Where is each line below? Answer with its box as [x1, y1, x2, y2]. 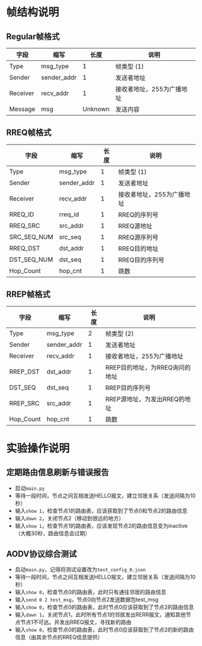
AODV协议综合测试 [6, 549, 77, 559]
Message [9, 105, 35, 113]
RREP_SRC [9, 399, 40, 407]
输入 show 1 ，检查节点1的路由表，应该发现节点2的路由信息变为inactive [14, 522, 188, 529]
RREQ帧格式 [6, 128, 52, 138]
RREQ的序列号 [118, 210, 159, 219]
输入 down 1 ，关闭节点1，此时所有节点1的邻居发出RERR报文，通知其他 [14, 611, 186, 618]
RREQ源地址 [118, 222, 153, 230]
